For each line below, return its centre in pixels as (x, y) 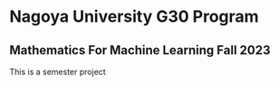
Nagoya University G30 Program (135, 17)
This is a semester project (58, 72)
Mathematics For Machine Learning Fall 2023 (140, 50)
